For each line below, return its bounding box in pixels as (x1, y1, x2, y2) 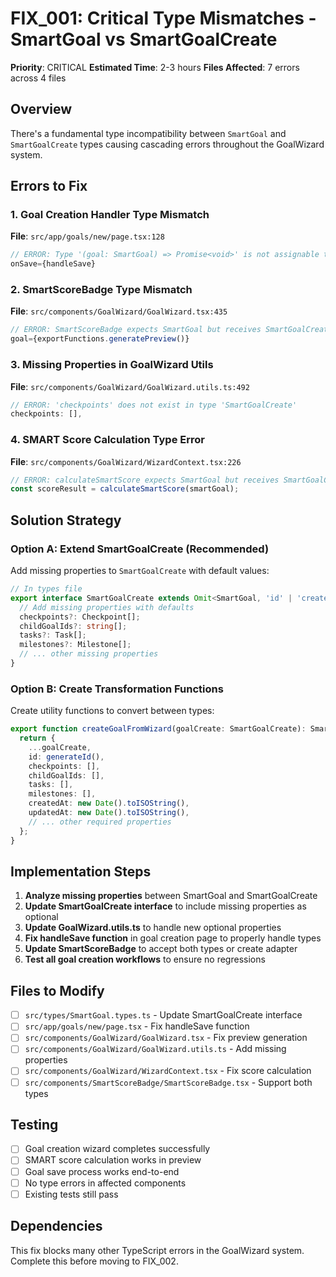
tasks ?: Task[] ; (19, 630, 87, 641)
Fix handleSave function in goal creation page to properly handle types (24, 932, 322, 944)
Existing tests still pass (24, 1188, 119, 1200)
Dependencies (10, 1218, 103, 1235)
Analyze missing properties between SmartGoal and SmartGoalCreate (24, 890, 318, 902)
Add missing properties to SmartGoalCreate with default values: (10, 565, 270, 577)
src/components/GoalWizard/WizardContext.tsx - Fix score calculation (24, 1065, 312, 1077)
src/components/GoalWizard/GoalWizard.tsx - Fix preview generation (24, 1032, 308, 1044)
